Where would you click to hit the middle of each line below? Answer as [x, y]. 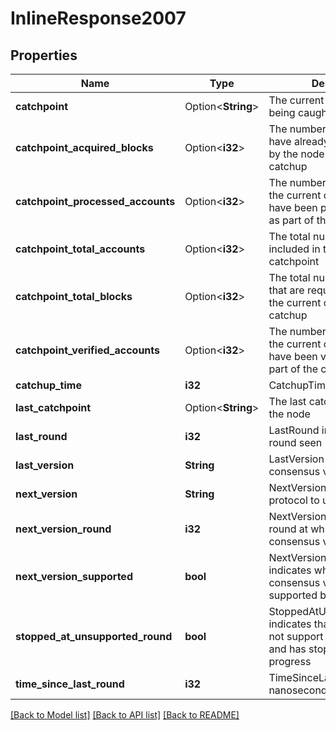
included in [294, 249]
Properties [44, 55]
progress [290, 661]
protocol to [294, 500]
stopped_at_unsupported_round [94, 636]
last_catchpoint [53, 407]
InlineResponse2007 [98, 18]
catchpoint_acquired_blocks [84, 147]
